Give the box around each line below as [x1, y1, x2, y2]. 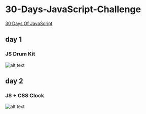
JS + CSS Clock [5, 92, 45, 99]
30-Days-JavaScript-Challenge [5, 4, 141, 15]
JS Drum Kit [5, 50, 35, 58]
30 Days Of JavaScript [5, 20, 53, 26]
